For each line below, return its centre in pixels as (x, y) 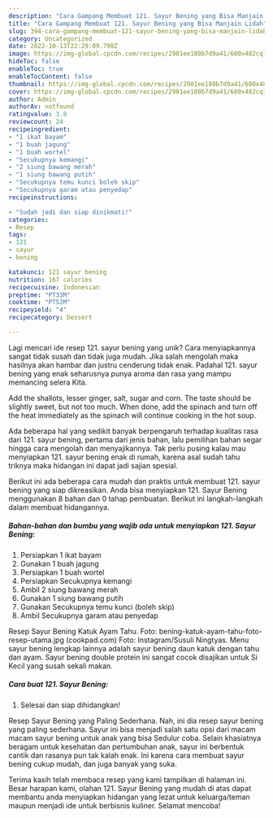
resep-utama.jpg (37, 640)
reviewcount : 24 (36, 122)
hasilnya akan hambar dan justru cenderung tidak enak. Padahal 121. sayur (133, 365)
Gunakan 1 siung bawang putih (71, 598)
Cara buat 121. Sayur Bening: (58, 685)
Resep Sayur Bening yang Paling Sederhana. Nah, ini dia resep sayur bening (136, 720)
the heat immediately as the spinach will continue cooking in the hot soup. (132, 415)
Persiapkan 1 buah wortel (62, 572)
